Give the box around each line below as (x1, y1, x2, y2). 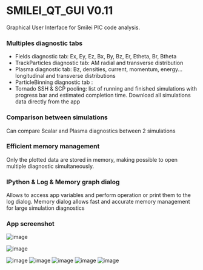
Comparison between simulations (6, 113, 108, 122)
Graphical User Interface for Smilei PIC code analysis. (6, 24, 141, 31)
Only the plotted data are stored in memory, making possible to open (6, 156, 178, 163)
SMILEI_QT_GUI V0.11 (6, 4, 113, 18)
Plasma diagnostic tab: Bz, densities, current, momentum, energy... (15, 66, 183, 73)
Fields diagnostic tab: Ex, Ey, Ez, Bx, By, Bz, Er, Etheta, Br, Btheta (15, 53, 177, 60)
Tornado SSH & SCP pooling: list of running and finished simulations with (15, 85, 197, 92)
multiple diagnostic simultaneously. (6, 162, 95, 170)
